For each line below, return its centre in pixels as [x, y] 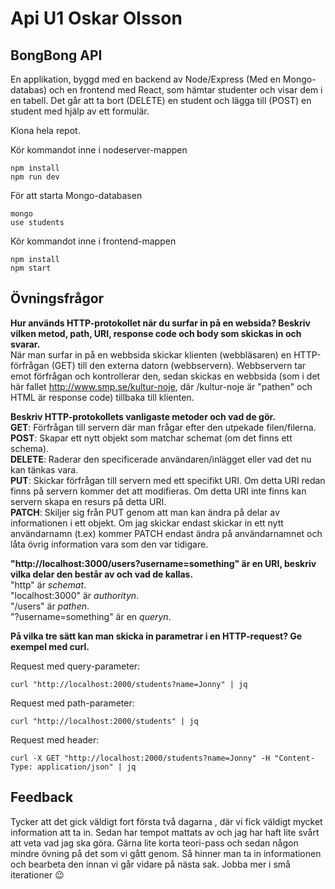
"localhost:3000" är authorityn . [75, 595]
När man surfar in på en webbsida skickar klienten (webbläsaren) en [151, 354]
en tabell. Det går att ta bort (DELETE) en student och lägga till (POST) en [161, 100]
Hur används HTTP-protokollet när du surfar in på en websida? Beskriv [160, 323]
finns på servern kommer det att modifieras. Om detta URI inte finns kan [158, 491]
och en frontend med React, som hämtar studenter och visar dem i [185, 90]
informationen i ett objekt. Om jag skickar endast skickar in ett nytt [147, 523]
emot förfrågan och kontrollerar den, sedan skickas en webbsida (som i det [165, 376]
